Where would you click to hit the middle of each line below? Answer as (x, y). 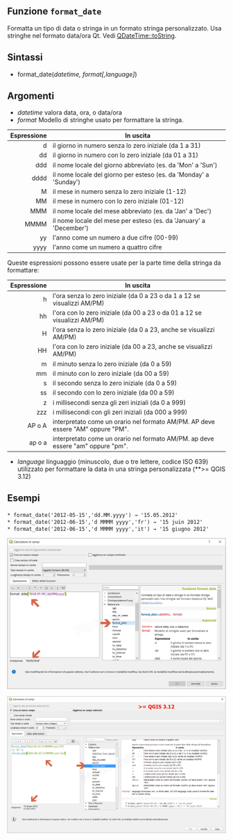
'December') (71, 228)
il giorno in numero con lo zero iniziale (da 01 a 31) (126, 155)
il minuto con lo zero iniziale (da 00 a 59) (111, 373)
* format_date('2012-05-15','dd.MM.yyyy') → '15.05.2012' (93, 515)
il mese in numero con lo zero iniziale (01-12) (119, 201)
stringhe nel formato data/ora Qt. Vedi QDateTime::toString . (92, 35)
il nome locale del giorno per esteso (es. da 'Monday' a (131, 174)
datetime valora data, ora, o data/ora (70, 113)
